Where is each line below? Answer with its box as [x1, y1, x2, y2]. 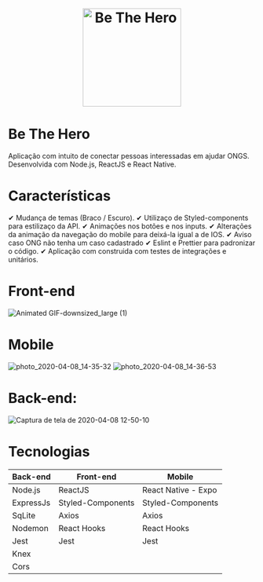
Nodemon [12, 522, 49, 533]
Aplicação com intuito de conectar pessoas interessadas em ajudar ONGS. [8, 152, 250, 161]
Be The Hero [8, 126, 90, 143]
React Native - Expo [142, 484, 217, 495]
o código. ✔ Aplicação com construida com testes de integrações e [8, 247, 227, 256]
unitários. [8, 255, 39, 265]
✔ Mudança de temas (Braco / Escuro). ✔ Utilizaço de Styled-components [8, 213, 249, 223]
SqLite [12, 510, 36, 521]
